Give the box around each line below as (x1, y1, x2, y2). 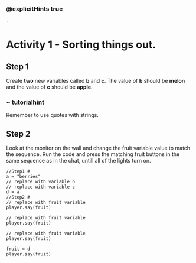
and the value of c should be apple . (6, 83, 93, 90)
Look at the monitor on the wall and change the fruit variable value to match (6, 144, 191, 152)
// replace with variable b (6, 179, 76, 185)
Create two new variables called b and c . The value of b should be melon (6, 77, 185, 85)
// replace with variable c (6, 184, 76, 190)
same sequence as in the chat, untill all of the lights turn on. (6, 157, 151, 164)
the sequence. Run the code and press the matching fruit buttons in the (6, 151, 180, 158)
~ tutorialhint (6, 98, 44, 106)
